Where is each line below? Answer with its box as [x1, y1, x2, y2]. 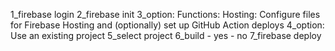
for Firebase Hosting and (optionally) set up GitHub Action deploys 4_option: [10, 19, 325, 31]
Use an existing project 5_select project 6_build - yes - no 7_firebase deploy [10, 30, 322, 41]
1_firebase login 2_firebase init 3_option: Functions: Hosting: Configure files [10, 9, 321, 20]
